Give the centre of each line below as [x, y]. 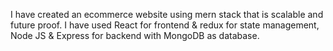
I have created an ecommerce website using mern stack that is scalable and [167, 14]
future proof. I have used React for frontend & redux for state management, [165, 25]
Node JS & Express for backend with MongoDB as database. [135, 35]
